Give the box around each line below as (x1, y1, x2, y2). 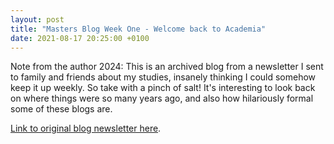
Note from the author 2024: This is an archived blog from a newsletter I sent (10, 61, 324, 73)
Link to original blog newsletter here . (10, 122, 162, 135)
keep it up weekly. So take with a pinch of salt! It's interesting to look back (10, 82, 316, 94)
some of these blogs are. (10, 103, 113, 115)
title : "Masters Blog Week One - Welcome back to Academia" (10, 24, 267, 34)
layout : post (10, 14, 65, 25)
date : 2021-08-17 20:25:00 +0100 (10, 33, 150, 43)
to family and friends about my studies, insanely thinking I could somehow (10, 71, 317, 83)
